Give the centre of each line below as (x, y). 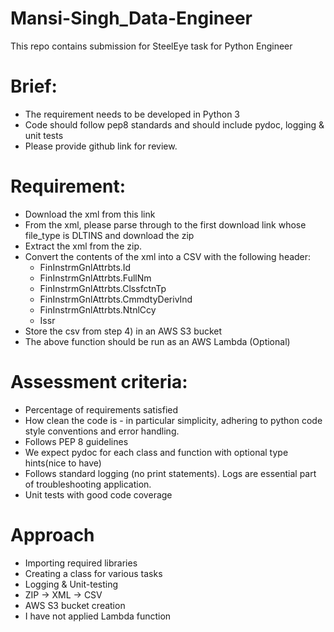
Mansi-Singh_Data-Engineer (131, 18)
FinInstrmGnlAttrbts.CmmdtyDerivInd (116, 299)
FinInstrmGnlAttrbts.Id (85, 267)
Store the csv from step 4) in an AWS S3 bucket (123, 331)
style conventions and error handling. (102, 431)
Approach (52, 534)
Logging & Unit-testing (71, 584)
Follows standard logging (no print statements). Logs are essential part (170, 473)
